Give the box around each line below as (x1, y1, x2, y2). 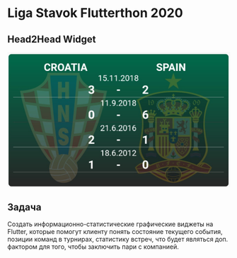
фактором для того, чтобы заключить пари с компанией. (7, 242, 179, 251)
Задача (7, 201, 42, 213)
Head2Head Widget (7, 33, 97, 45)
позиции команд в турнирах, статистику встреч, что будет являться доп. (7, 235, 229, 243)
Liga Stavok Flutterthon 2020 (7, 5, 183, 21)
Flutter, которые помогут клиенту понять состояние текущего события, (7, 228, 223, 235)
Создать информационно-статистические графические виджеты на (7, 220, 214, 228)
